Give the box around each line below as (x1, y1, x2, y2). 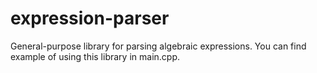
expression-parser (10, 7, 170, 30)
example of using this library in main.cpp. (10, 50, 180, 62)
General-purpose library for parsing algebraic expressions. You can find (10, 40, 307, 52)
